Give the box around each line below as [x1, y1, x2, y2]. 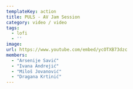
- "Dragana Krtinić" [11, 74, 62, 80]
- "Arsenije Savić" [11, 57, 59, 63]
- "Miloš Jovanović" [11, 69, 62, 74]
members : [6, 52, 28, 58]
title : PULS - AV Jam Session [6, 14, 81, 20]
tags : [6, 25, 19, 31]
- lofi [11, 30, 28, 36]
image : [6, 42, 22, 47]
